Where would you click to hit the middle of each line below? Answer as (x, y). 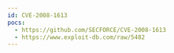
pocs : (16, 23)
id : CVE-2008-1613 (37, 15)
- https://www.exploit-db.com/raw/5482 (80, 37)
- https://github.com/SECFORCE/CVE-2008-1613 (91, 30)
